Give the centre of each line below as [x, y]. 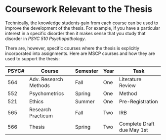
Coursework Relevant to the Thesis [79, 9]
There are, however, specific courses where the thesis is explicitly [72, 48]
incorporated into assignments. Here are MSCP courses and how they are [80, 53]
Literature [130, 79]
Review [127, 85]
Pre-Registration [138, 101]
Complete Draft [137, 124]
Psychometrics [47, 93]
